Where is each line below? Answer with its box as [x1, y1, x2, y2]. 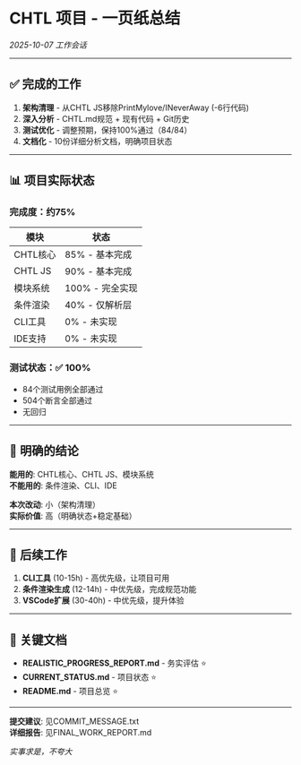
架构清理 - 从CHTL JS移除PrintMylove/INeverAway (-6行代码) [21, 102, 249, 113]
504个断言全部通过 [21, 395, 92, 406]
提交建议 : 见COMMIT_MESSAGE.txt [9, 716, 140, 726]
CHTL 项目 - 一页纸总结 [9, 8, 181, 29]
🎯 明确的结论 [9, 443, 79, 459]
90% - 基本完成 [64, 265, 133, 278]
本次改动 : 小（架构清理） [9, 499, 100, 510]
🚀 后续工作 [9, 547, 67, 563]
